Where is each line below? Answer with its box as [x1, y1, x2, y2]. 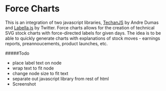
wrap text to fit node [12, 65, 54, 71]
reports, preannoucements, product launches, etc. [5, 40, 108, 46]
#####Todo [5, 50, 30, 56]
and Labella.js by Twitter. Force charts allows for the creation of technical [5, 24, 155, 30]
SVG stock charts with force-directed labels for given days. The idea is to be [5, 30, 161, 36]
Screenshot [12, 81, 36, 87]
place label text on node [12, 60, 62, 66]
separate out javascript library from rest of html [12, 76, 109, 82]
